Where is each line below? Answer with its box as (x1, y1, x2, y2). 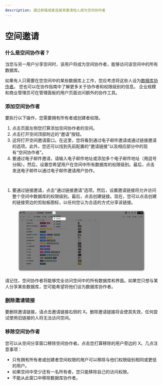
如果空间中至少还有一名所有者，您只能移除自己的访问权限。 (12, 369, 131, 374)
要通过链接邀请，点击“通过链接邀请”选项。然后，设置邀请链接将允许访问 (12, 187, 157, 193)
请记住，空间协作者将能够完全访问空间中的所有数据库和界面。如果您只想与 (5, 278, 154, 284)
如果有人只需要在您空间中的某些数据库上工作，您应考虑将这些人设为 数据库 (5, 78, 154, 83)
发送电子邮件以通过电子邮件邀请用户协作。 (12, 168, 98, 174)
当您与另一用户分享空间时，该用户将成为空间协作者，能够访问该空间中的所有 (5, 61, 158, 67)
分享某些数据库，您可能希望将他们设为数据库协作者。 (9, 284, 115, 289)
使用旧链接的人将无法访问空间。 (9, 315, 73, 321)
